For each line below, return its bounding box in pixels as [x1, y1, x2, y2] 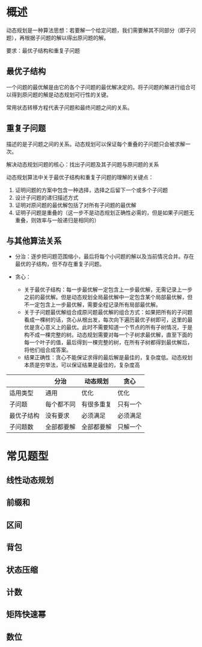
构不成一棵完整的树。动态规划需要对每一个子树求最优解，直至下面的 [23, 331, 193, 338]
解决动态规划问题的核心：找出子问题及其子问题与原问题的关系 [6, 160, 159, 168]
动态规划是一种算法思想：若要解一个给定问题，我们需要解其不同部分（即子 [6, 27, 191, 34]
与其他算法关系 [6, 236, 62, 246]
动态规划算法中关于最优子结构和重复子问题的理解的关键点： [6, 173, 154, 181]
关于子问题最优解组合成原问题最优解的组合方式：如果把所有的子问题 [23, 309, 193, 316]
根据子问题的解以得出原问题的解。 [24, 34, 109, 41]
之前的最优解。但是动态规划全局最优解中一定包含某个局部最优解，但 [23, 294, 193, 301]
